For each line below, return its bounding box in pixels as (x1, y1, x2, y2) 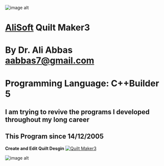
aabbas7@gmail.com (5, 55, 94, 66)
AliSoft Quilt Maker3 (5, 22, 90, 33)
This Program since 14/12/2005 (5, 132, 104, 141)
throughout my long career (5, 115, 90, 124)
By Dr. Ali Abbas (5, 44, 73, 56)
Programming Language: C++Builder (5, 78, 160, 89)
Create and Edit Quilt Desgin (5, 145, 64, 151)
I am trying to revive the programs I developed (5, 108, 150, 116)
